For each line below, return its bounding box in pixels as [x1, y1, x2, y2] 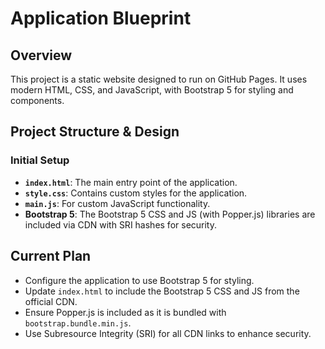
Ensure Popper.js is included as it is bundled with [24, 306, 227, 318]
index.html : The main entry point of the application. [24, 176, 238, 188]
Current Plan [10, 248, 92, 265]
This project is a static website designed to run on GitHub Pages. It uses [10, 73, 308, 85]
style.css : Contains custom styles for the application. [24, 187, 248, 199]
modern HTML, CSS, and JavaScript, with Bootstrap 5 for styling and [10, 84, 294, 96]
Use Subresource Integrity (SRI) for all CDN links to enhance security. [24, 327, 312, 339]
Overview [10, 47, 73, 64]
